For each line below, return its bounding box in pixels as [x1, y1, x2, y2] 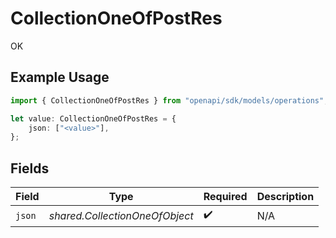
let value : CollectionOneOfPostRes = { [10, 113, 177, 124]
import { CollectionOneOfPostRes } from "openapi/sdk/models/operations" [10, 95, 325, 106]
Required [203, 190, 248, 204]
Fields [10, 160, 50, 177]
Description [256, 190, 315, 204]
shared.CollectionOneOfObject [48, 208, 194, 222]
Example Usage [10, 69, 110, 86]
